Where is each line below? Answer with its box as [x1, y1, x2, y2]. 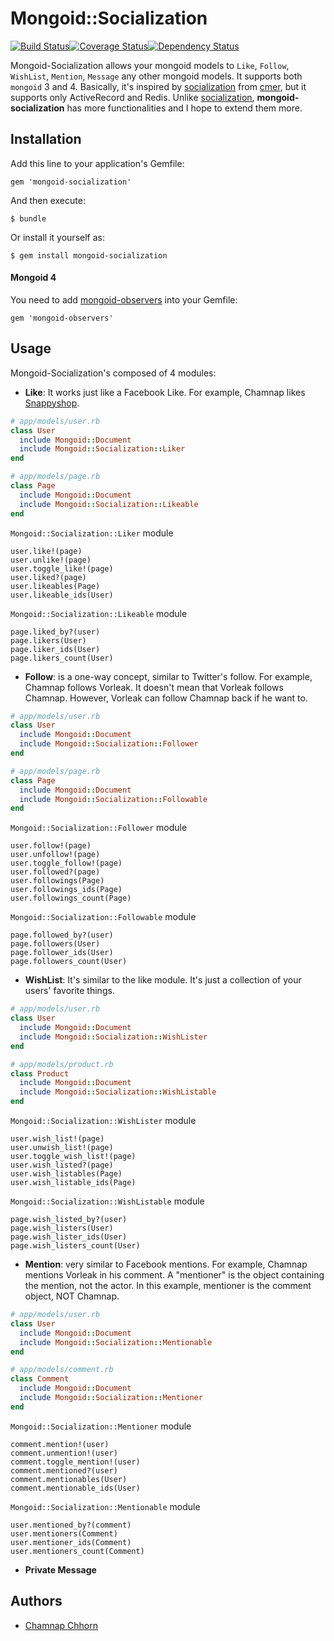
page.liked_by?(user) [10, 627, 101, 637]
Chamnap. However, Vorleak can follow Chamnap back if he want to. [24, 692, 308, 704]
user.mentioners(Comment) [10, 1528, 118, 1539]
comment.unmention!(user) [10, 1448, 118, 1458]
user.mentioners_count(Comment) [10, 1546, 145, 1556]
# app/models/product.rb [10, 1059, 114, 1069]
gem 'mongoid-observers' [10, 313, 114, 323]
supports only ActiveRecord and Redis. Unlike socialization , [10, 91, 255, 103]
